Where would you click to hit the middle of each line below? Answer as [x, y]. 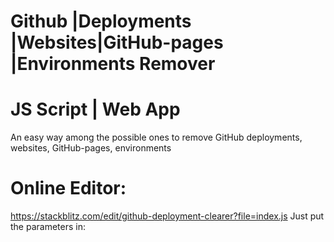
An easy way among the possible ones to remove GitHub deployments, [156, 137]
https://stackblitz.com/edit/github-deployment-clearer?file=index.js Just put [167, 216]
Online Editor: [68, 188]
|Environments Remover [113, 64]
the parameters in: [48, 227]
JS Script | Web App [95, 109]
